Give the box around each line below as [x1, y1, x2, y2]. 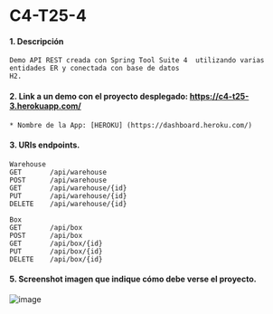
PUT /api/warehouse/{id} [9, 191, 127, 200]
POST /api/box [9, 231, 83, 240]
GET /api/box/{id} [9, 239, 103, 248]
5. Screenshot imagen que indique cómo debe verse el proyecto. [9, 273, 257, 285]
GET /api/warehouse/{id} [9, 183, 127, 193]
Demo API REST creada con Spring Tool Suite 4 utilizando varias [9, 56, 265, 65]
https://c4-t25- [189, 90, 249, 101]
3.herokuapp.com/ [9, 100, 81, 111]
